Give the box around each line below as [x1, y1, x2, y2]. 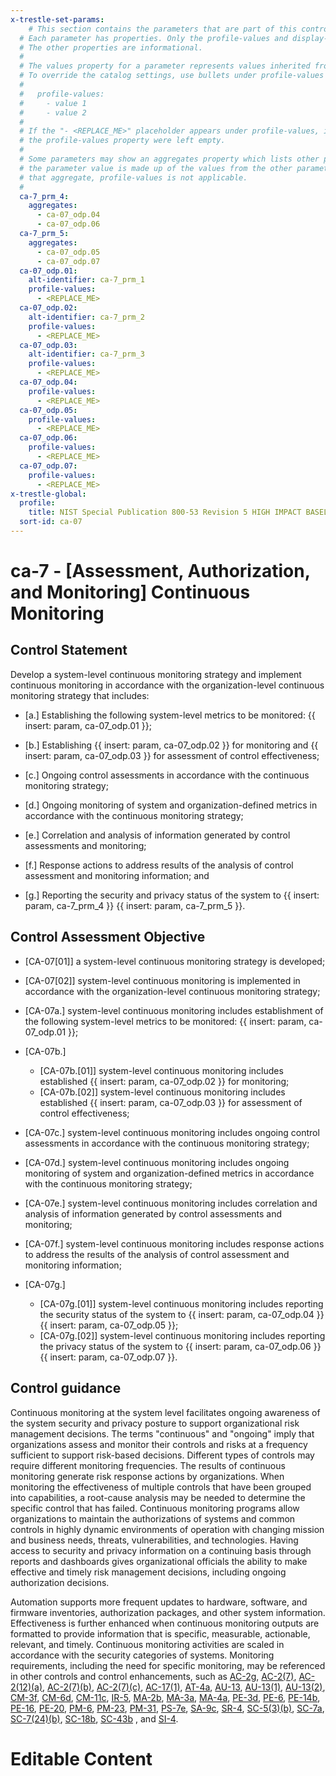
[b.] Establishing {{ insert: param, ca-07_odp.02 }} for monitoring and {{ [24, 739, 319, 751]
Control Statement [10, 642, 128, 659]
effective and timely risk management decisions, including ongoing [10, 1566, 287, 1578]
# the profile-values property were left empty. [19, 136, 226, 146]
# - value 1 [19, 98, 87, 108]
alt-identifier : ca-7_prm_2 [28, 312, 145, 322]
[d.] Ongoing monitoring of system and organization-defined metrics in [24, 799, 318, 811]
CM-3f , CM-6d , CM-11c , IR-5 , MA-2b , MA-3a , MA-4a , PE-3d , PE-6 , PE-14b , [10, 1691, 321, 1703]
